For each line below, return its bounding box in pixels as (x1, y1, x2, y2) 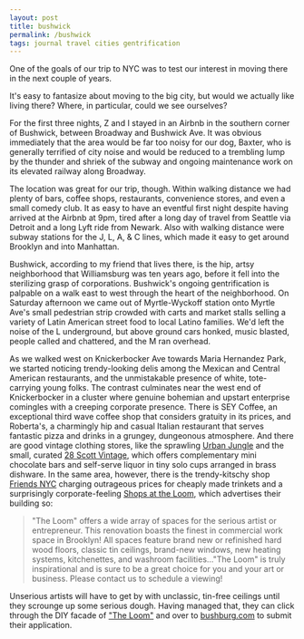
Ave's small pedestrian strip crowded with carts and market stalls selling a (9, 307, 286, 318)
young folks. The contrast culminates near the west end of (43, 382, 261, 393)
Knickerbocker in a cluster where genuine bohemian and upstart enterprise (9, 392, 290, 403)
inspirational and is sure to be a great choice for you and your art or (31, 564, 284, 575)
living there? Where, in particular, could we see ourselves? (9, 101, 228, 111)
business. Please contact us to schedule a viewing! (31, 573, 223, 585)
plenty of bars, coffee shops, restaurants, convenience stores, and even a (9, 193, 286, 204)
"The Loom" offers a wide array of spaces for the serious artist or (31, 516, 277, 527)
